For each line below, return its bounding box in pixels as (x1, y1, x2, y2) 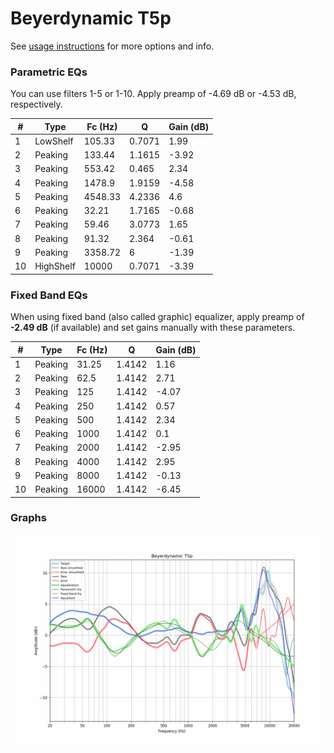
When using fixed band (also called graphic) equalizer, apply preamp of (10, 311, 305, 323)
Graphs (10, 511, 47, 525)
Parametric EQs (10, 65, 88, 79)
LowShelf (34, 135, 74, 147)
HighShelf (34, 260, 76, 272)
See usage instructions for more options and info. (10, 40, 215, 52)
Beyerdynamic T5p (10, 7, 172, 30)
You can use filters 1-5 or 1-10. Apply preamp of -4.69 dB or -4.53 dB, (10, 88, 297, 100)
